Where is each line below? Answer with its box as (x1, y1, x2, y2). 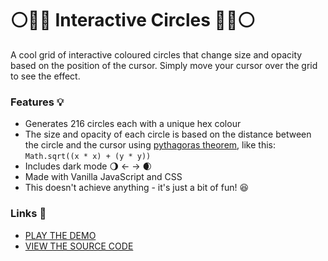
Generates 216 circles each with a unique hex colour (24, 118, 242, 130)
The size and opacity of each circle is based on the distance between (24, 128, 312, 141)
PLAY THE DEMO (24, 229, 97, 241)
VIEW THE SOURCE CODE (24, 240, 134, 252)
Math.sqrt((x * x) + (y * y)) (24, 152, 152, 162)
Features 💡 (10, 95, 65, 109)
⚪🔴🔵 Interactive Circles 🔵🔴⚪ (10, 9, 256, 32)
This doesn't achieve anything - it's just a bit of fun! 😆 (24, 182, 250, 194)
